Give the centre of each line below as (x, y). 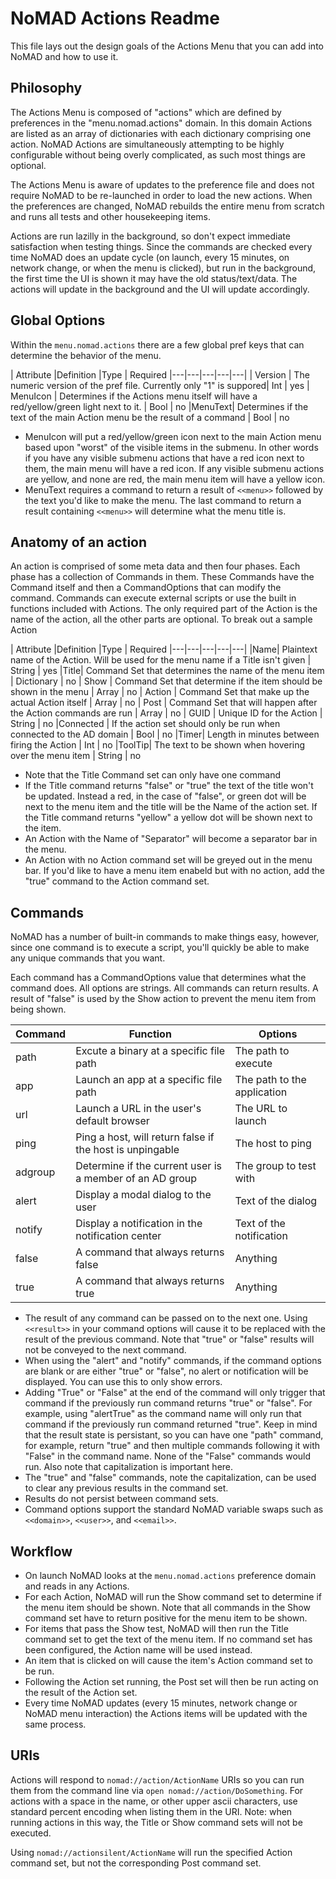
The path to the (270, 1080)
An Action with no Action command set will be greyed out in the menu (168, 860)
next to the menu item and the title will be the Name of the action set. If (171, 807)
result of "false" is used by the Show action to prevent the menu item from (163, 999)
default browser (112, 1121)
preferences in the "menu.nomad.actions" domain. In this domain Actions (161, 123)
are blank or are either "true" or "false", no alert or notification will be (166, 1371)
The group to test (275, 1166)
